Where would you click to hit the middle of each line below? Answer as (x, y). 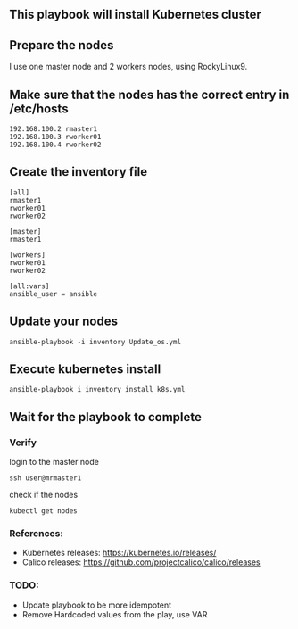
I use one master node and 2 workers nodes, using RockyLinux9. (128, 67)
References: (37, 534)
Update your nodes (64, 322)
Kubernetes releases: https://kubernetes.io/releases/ (119, 553)
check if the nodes (44, 495)
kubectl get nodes (43, 511)
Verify (23, 443)
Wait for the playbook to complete (106, 417)
